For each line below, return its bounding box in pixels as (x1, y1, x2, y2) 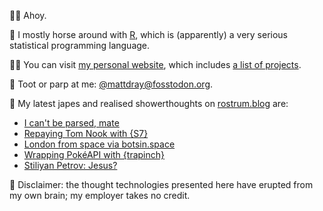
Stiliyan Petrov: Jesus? (23, 160, 118, 171)
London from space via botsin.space (23, 138, 176, 150)
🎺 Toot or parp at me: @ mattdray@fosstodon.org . (9, 78, 214, 90)
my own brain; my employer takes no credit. (9, 190, 191, 201)
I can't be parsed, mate (23, 117, 120, 129)
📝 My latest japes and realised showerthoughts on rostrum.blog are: (9, 98, 289, 109)
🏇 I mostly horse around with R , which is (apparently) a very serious (9, 29, 288, 40)
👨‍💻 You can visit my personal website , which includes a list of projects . (9, 59, 302, 70)
